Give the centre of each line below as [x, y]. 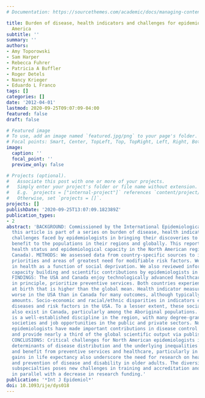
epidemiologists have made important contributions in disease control [105, 329]
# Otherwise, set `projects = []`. [54, 198]
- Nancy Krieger [27, 80]
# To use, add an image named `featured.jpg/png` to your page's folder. [102, 136]
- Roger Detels [26, 74]
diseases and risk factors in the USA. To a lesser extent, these [98, 306]
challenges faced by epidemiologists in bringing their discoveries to [105, 238]
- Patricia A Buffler [34, 68]
